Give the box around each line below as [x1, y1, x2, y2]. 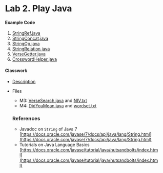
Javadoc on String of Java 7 [19, 126, 77, 132]
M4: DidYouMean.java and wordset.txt [19, 102, 97, 108]
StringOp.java [12, 41, 40, 47]
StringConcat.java [12, 35, 49, 42]
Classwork [5, 67, 28, 74]
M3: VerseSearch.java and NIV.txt [19, 98, 87, 103]
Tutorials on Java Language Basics [19, 142, 90, 148]
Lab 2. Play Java [5, 3, 72, 14]
